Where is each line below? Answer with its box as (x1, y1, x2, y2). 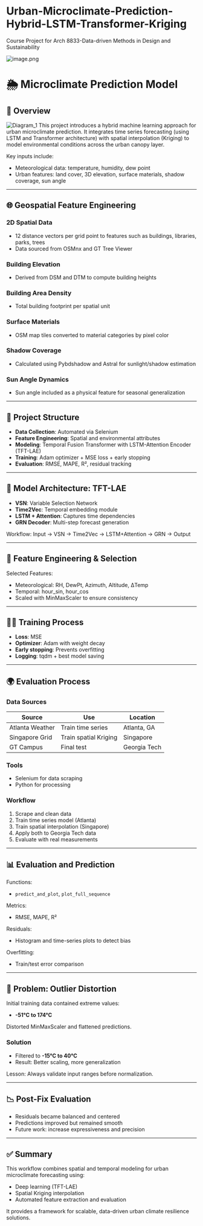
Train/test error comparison (14, 960, 84, 968)
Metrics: (6, 902, 27, 910)
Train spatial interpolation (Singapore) (14, 823, 109, 830)
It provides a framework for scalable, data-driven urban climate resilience (6, 1208, 189, 1215)
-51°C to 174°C (14, 1012, 53, 1019)
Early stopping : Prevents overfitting (14, 646, 105, 653)
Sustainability (6, 43, 40, 51)
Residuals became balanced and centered (14, 1113, 120, 1120)
